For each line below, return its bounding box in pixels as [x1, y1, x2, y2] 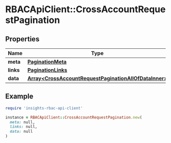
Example [5, 92, 34, 101]
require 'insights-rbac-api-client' [5, 105, 83, 110]
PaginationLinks [27, 67, 68, 73]
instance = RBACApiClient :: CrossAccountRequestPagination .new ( [5, 115, 142, 120]
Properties [5, 35, 40, 43]
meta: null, [10, 120, 36, 125]
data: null [10, 129, 33, 134]
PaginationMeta [27, 59, 67, 65]
